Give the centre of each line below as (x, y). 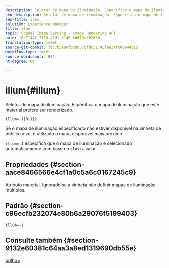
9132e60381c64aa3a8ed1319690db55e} (71, 249)
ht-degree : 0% (20, 61)
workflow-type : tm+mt (28, 52)
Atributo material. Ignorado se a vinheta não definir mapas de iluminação (80, 185)
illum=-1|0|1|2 (21, 119)
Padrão (17, 206)
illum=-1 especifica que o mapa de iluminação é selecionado (69, 143)
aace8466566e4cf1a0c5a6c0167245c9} (71, 172)
